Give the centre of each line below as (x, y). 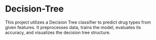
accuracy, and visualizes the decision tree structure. (58, 32)
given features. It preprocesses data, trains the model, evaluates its (73, 27)
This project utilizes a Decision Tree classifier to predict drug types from (78, 22)
